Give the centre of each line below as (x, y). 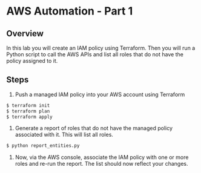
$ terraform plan (28, 111)
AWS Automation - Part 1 (70, 11)
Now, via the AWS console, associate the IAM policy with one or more (102, 157)
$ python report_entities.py (43, 146)
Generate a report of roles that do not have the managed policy (94, 128)
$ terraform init (28, 105)
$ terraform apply (29, 117)
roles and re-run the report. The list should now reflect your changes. (101, 164)
